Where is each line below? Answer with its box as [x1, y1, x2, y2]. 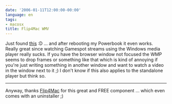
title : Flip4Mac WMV [5, 27, 50, 32]
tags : [5, 17, 17, 22]
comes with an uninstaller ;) [5, 93, 64, 99]
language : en [5, 12, 33, 17]
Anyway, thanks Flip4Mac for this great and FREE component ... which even [5, 88, 165, 94]
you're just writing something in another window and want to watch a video [5, 62, 164, 68]
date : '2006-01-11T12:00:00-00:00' [5, 7, 81, 13]
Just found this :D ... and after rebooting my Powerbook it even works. [5, 40, 154, 46]
